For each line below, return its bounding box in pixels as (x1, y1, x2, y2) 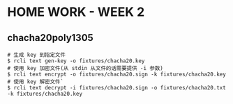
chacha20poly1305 (7, 32, 94, 44)
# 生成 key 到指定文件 (7, 51, 66, 58)
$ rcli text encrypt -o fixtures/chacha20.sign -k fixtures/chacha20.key (7, 71, 227, 78)
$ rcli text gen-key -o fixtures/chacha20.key (7, 58, 145, 64)
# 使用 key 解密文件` (7, 78, 64, 85)
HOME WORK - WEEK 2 (7, 4, 145, 20)
